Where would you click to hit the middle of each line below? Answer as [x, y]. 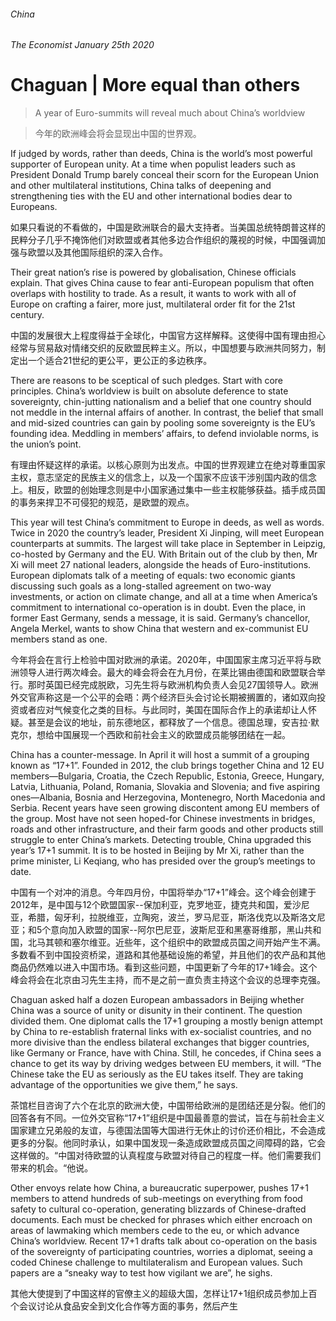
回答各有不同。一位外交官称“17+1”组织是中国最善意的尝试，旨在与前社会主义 [167, 1118]
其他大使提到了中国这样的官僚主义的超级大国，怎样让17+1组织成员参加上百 [164, 1294]
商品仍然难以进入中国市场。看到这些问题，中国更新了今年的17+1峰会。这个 [164, 967]
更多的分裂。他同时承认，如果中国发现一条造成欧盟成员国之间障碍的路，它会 [168, 1143]
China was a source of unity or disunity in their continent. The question [156, 1011]
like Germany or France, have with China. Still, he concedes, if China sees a [166, 1053]
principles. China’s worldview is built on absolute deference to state [149, 391]
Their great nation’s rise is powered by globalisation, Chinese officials [153, 272]
